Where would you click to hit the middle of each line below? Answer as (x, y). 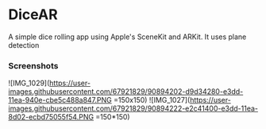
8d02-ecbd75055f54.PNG (51, 117)
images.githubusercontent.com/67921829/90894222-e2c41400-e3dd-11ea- (133, 108)
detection (24, 45)
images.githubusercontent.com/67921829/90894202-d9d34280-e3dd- (126, 92)
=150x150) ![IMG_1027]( (152, 100)
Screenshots (33, 65)
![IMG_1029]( (29, 83)
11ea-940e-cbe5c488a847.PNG (60, 100)
